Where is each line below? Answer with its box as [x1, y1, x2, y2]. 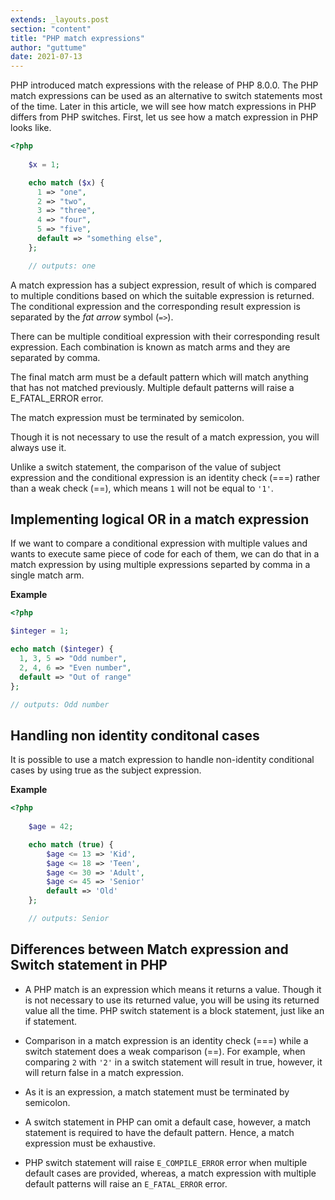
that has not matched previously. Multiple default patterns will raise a [10, 381, 295, 393]
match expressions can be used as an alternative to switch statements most [10, 90, 323, 102]
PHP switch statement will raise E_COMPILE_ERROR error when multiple [24, 1156, 308, 1168]
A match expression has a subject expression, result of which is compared [10, 279, 317, 291]
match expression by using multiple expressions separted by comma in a [10, 559, 311, 571]
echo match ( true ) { [28, 839, 114, 850]
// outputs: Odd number [10, 699, 110, 710]
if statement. [24, 1015, 78, 1027]
